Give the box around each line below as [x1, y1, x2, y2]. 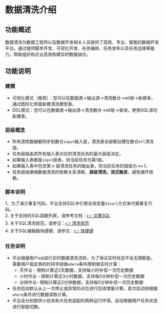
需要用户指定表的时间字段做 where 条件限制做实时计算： [12, 261, 122, 267]
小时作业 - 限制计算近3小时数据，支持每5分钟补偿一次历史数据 [19, 273, 145, 279]
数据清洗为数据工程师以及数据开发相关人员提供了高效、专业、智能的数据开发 [5, 39, 159, 45]
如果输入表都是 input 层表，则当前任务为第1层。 [12, 157, 106, 162]
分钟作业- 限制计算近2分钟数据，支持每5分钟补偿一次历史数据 [19, 279, 143, 285]
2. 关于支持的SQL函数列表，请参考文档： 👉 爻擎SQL [5, 213, 111, 218]
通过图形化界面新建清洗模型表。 [12, 101, 77, 107]
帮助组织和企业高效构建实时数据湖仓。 [13, 52, 91, 57]
